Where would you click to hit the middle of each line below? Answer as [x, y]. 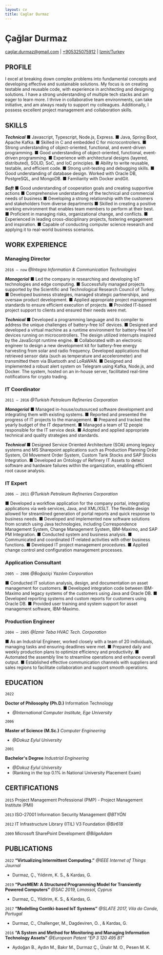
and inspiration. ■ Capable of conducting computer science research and [79, 225]
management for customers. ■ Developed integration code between [74, 588]
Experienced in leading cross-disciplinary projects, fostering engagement [79, 219]
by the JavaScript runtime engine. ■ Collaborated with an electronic [74, 340]
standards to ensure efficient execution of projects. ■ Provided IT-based [78, 305]
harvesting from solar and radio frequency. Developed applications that [77, 351]
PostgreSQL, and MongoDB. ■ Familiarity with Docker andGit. [67, 179]
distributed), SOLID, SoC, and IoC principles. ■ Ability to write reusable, [77, 163]
